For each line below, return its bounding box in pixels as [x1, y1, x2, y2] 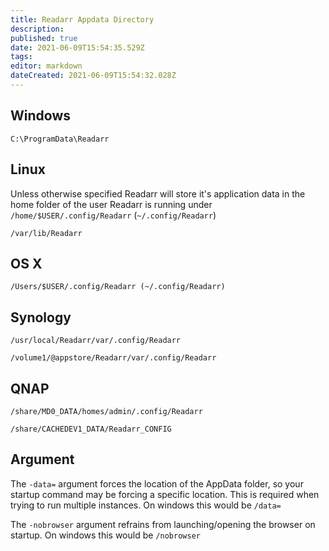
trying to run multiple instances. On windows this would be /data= [10, 499, 282, 511]
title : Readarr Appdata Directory [10, 14, 155, 25]
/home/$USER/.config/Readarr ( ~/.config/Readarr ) [10, 209, 217, 221]
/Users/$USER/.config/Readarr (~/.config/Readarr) [10, 282, 226, 292]
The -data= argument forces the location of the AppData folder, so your [10, 477, 304, 490]
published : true [10, 33, 78, 43]
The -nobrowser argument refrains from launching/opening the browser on [10, 518, 316, 530]
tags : [10, 52, 33, 62]
